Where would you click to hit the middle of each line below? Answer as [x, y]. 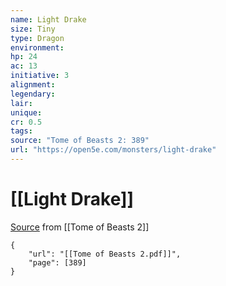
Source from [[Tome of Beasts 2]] [80, 227]
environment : [37, 47]
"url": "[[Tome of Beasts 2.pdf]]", [105, 254]
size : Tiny [33, 29]
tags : [21, 131]
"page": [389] [57, 262]
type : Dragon [37, 38]
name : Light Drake [48, 19]
